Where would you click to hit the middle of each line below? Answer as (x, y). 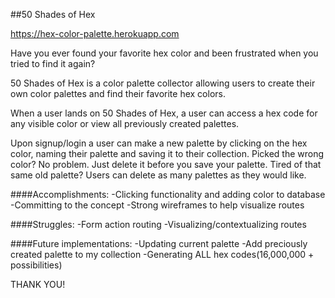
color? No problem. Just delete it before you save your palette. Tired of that (166, 164)
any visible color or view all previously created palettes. (125, 123)
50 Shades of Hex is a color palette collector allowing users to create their (163, 83)
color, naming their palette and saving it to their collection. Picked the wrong (167, 153)
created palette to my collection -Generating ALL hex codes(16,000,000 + (162, 254)
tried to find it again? (53, 63)
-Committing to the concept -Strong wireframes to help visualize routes (157, 205)
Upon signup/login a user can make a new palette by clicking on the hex (159, 143)
